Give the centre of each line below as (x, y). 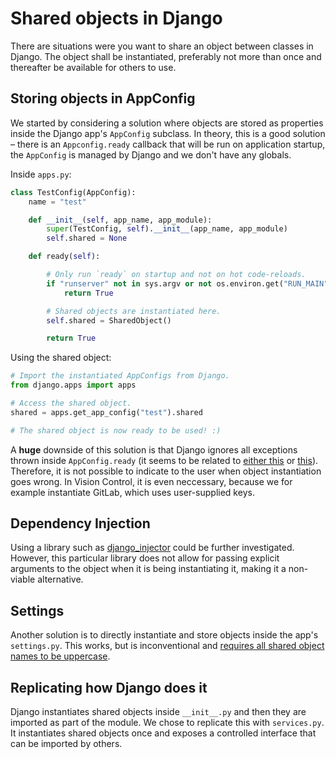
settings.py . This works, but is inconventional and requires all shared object (167, 646)
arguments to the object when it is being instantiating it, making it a (148, 569)
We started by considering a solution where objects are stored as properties (167, 123)
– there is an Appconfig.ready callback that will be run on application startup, (168, 144)
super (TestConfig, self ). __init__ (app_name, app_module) (167, 229)
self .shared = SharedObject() (109, 320)
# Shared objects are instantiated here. (134, 311)
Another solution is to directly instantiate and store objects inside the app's (164, 635)
